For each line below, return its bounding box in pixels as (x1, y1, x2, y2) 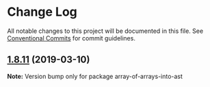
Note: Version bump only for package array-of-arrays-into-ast (7, 72, 183, 80)
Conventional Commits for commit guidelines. (7, 34, 135, 42)
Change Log (7, 4, 77, 20)
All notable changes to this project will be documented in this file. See (7, 27, 204, 35)
